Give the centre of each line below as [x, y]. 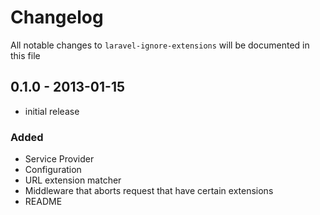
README [43, 202]
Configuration [53, 170]
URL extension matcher [73, 180]
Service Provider [59, 159]
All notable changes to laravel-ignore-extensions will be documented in [160, 45]
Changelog [57, 17]
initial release [52, 111]
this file [25, 55]
